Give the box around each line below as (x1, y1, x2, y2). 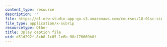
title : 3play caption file (5, 30, 61, 35)
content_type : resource (5, 7, 55, 12)
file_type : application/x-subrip (5, 21, 75, 26)
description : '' (5, 12, 39, 17)
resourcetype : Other (5, 25, 48, 30)
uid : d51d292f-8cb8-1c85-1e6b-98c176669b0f (5, 35, 97, 40)
